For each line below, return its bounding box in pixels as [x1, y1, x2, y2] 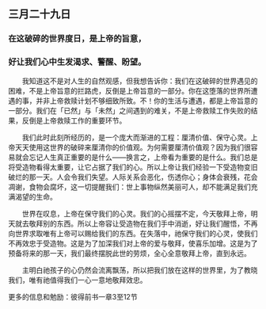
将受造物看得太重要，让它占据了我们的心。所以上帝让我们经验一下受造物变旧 [8, 162, 258, 172]
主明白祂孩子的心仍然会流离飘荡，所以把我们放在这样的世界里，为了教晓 [22, 265, 258, 275]
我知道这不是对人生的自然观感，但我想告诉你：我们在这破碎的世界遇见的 [22, 76, 258, 86]
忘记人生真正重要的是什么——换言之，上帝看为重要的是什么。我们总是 [28, 152, 258, 162]
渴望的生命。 [14, 192, 57, 201]
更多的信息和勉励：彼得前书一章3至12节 [8, 292, 138, 301]
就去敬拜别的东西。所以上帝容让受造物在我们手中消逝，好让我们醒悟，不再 [14, 219, 258, 228]
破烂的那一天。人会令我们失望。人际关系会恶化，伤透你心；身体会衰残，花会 [8, 172, 258, 181]
